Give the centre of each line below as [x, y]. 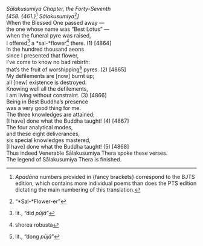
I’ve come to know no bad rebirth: [48, 62]
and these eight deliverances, [43, 134]
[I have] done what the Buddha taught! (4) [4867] [68, 121]
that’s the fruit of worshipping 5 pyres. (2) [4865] [66, 69]
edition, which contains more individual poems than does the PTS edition [106, 183]
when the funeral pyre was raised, [49, 35]
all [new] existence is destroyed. [47, 82]
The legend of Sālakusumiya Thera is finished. [64, 159]
